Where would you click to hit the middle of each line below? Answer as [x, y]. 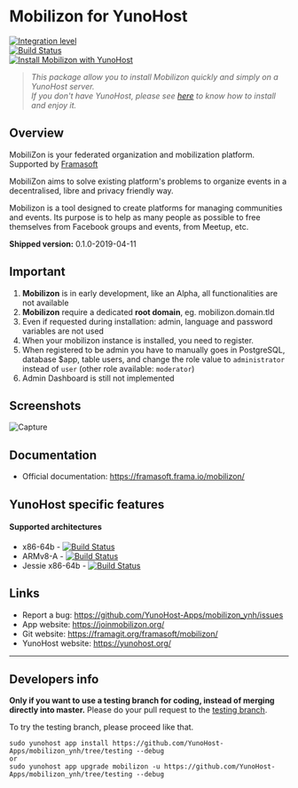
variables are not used [63, 331]
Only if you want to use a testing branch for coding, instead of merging [142, 701]
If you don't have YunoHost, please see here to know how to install [153, 96]
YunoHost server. [63, 86]
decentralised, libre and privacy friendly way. [92, 190]
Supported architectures [55, 527]
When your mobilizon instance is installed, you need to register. [138, 340]
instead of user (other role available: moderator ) [108, 368]
